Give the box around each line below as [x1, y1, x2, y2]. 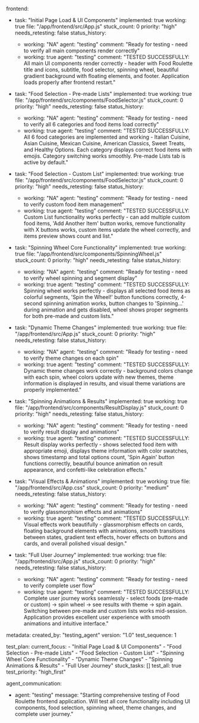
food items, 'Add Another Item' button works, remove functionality [23, 220, 186, 227]
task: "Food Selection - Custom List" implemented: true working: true [14, 170, 184, 177]
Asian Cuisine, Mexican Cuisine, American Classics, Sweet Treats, [23, 140, 186, 147]
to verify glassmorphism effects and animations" [23, 509, 143, 515]
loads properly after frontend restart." [23, 79, 116, 86]
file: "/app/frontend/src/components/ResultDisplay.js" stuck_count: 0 [14, 404, 184, 411]
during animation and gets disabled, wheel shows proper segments [23, 306, 188, 313]
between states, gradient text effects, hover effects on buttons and [23, 534, 188, 541]
